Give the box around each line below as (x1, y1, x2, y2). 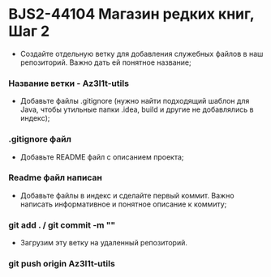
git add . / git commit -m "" (8, 219, 116, 231)
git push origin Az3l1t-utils (8, 258, 115, 270)
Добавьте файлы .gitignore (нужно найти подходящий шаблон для (19, 96, 250, 106)
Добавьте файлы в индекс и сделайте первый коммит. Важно (19, 190, 234, 200)
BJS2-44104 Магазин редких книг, (8, 5, 255, 23)
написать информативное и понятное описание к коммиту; (19, 199, 227, 209)
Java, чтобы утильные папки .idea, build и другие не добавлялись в (19, 104, 254, 114)
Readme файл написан (8, 172, 103, 183)
